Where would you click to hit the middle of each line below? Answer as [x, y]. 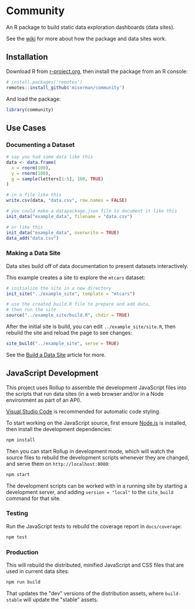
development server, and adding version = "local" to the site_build [90, 492]
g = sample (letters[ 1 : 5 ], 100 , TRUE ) [58, 179]
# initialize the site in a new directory [59, 288]
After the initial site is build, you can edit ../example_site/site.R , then [91, 327]
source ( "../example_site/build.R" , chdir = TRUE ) [68, 315]
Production [22, 552]
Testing [17, 514]
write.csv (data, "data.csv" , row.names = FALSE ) [67, 201]
